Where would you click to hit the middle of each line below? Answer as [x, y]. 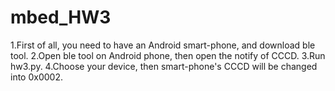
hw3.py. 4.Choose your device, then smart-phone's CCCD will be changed [164, 66]
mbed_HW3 [61, 17]
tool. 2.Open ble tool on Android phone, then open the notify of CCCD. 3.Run [168, 55]
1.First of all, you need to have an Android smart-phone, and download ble [163, 45]
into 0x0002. [36, 77]
